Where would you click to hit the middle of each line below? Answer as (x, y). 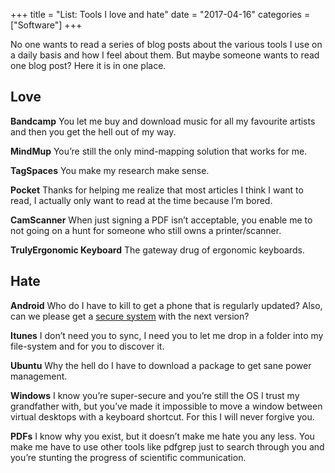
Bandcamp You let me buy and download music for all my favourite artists (163, 121)
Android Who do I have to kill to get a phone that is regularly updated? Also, (166, 305)
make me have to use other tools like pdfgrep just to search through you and (167, 446)
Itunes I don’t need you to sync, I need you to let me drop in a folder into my (167, 335)
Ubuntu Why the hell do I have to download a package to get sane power (161, 365)
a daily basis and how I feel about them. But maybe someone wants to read (165, 55)
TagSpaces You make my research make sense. (110, 170)
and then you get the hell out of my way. (93, 131)
